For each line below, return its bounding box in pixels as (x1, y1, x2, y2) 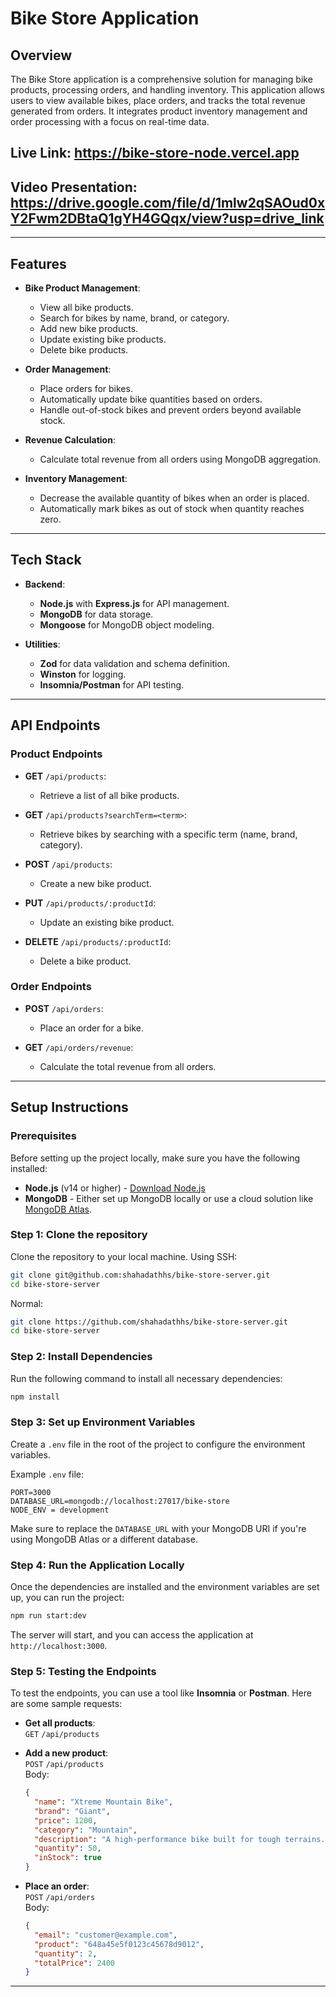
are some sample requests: (10, 1698, 123, 1710)
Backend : (24, 578, 66, 590)
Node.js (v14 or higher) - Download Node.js (24, 1182, 206, 1194)
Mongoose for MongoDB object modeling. (39, 618, 215, 631)
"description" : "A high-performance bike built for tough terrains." (34, 1834, 330, 1844)
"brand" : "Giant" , (34, 1806, 111, 1816)
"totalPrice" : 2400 (34, 1958, 116, 1968)
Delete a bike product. (39, 955, 132, 967)
